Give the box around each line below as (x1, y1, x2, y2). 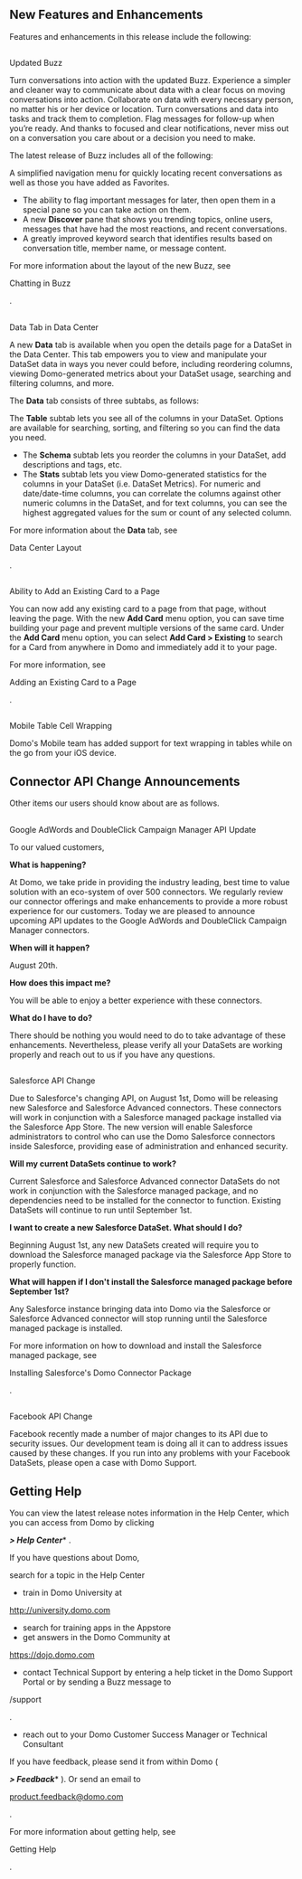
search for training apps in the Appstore (22, 1622, 172, 1633)
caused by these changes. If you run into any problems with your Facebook (9, 1448, 291, 1459)
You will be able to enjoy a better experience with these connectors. (9, 995, 262, 1006)
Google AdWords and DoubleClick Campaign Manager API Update (9, 824, 257, 835)
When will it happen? (9, 942, 90, 953)
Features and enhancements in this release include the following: (9, 31, 251, 42)
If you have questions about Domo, (9, 1553, 140, 1563)
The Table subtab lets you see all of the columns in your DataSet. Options (9, 412, 284, 423)
